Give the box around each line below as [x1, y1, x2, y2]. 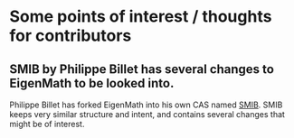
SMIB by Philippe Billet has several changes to [9, 61, 274, 77]
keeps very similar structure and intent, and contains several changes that [9, 109, 285, 119]
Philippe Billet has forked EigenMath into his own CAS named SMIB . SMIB [9, 99, 283, 110]
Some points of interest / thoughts [9, 6, 272, 27]
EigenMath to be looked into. [9, 75, 175, 91]
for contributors [9, 25, 132, 46]
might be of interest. [9, 119, 85, 129]
